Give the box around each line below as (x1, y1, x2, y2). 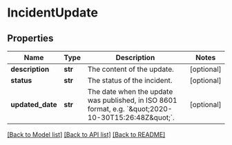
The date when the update (87, 87, 173, 96)
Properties (7, 32, 54, 44)
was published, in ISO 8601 (87, 95, 177, 105)
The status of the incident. (87, 76, 173, 85)
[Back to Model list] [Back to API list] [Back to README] (7, 130, 166, 139)
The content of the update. (87, 64, 175, 74)
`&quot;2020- (126, 104, 173, 113)
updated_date (10, 100, 57, 109)
